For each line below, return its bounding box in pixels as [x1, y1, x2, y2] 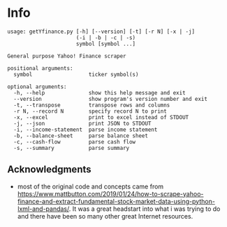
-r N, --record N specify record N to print [13, 107, 168, 115]
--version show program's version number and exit [13, 95, 208, 102]
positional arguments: [7, 64, 73, 71]
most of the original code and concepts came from [17, 182, 164, 191]
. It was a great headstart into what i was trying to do [68, 205, 221, 213]
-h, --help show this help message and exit [13, 89, 186, 96]
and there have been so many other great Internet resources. [17, 212, 193, 220]
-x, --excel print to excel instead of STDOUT [13, 113, 189, 121]
